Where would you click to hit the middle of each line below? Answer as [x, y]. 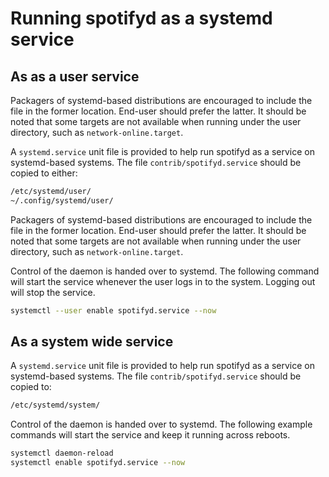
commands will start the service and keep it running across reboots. [150, 435]
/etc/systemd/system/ [55, 405]
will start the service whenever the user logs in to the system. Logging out [163, 281]
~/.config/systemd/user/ [62, 200]
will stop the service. [53, 292]
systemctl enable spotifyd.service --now [98, 463]
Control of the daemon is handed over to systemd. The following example [161, 424]
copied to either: [44, 173]
